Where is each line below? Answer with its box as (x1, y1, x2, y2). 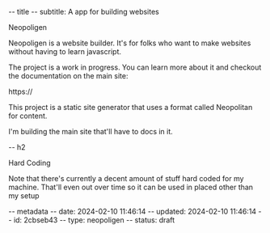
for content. (8, 111, 48, 121)
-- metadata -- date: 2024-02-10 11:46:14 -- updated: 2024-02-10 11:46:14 (8, 206, 257, 216)
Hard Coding (8, 158, 51, 167)
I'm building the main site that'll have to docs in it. (8, 127, 174, 136)
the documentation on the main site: (8, 71, 129, 80)
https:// (8, 87, 33, 96)
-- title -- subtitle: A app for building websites (8, 7, 160, 16)
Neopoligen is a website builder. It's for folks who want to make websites (8, 38, 251, 48)
